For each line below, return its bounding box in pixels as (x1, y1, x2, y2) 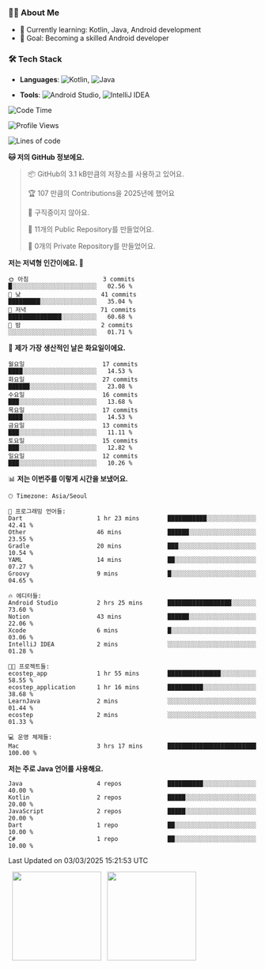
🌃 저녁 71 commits (8, 306, 137, 314)
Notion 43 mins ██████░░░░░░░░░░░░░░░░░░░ (8, 613, 257, 620)
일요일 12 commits (8, 452, 138, 460)
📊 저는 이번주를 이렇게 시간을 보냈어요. (8, 473, 129, 483)
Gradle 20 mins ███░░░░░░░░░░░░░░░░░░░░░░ (8, 541, 257, 550)
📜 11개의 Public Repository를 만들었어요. (27, 224, 154, 234)
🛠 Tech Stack (8, 54, 62, 65)
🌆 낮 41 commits (8, 290, 137, 299)
